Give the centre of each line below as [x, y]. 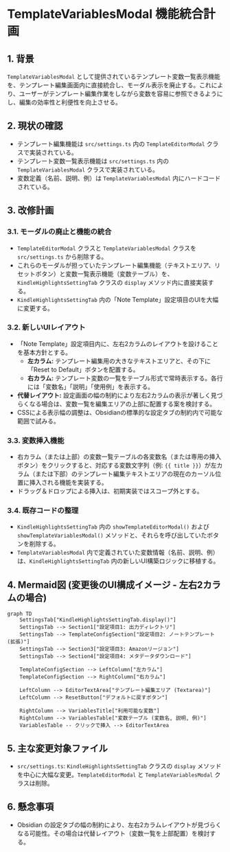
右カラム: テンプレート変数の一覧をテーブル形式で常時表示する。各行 [125, 378]
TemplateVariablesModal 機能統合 [105, 14]
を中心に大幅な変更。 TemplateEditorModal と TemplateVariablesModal [115, 775]
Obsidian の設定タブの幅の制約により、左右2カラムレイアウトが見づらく [119, 825]
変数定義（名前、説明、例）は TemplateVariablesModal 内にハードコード [119, 178]
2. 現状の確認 [35, 126]
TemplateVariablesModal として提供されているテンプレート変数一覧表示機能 [114, 77]
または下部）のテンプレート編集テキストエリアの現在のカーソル [125, 474]
